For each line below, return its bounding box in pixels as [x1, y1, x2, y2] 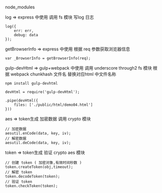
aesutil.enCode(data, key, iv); [5, 131, 71, 136]
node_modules [5, 4, 35, 10]
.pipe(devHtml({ [5, 98, 38, 103]
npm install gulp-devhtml [5, 81, 58, 86]
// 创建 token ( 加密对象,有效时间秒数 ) [5, 160, 82, 165]
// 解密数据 [5, 136, 27, 141]
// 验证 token [5, 179, 33, 184]
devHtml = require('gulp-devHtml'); [5, 90, 80, 95]
